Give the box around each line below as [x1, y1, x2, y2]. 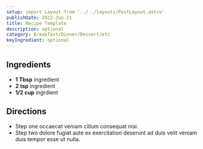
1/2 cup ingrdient [15, 89, 59, 96]
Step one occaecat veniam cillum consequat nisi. [15, 122, 138, 130]
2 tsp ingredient [15, 82, 55, 89]
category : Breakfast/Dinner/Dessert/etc [6, 32, 111, 38]
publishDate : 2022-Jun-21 [6, 15, 72, 21]
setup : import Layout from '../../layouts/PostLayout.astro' [6, 9, 165, 15]
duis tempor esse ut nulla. [15, 135, 80, 143]
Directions [6, 106, 47, 117]
